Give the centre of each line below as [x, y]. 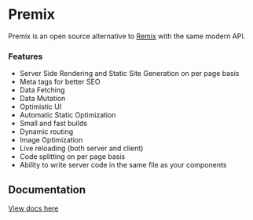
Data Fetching [42, 90]
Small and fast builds [53, 124]
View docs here [33, 208]
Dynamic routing [46, 132]
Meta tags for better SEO [60, 82]
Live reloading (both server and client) [81, 148]
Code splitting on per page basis [72, 157]
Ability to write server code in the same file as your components [123, 165]
